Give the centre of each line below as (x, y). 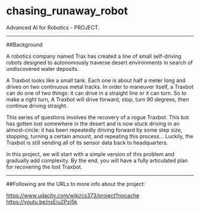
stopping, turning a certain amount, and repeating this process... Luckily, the (100, 136)
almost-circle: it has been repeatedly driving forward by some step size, (94, 130)
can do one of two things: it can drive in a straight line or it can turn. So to (96, 93)
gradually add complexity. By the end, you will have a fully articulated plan (97, 160)
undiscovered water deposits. (43, 69)
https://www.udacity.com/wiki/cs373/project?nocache (73, 196)
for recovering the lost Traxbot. (44, 167)
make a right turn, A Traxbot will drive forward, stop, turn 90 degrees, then (98, 99)
